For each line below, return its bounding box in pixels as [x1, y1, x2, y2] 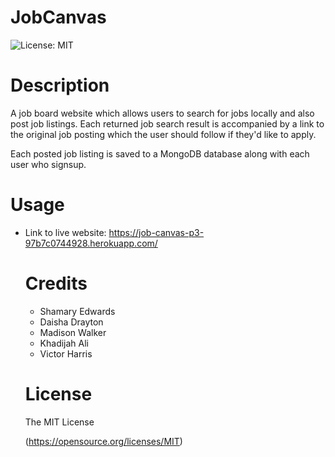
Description [10, 74, 110, 97]
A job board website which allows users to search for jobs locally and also [10, 107, 315, 119]
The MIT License [24, 416, 95, 428]
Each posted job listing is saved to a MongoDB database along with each [10, 147, 310, 160]
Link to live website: [24, 226, 107, 238]
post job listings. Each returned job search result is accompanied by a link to [10, 117, 325, 130]
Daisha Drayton [39, 316, 104, 328]
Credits [24, 272, 88, 295]
